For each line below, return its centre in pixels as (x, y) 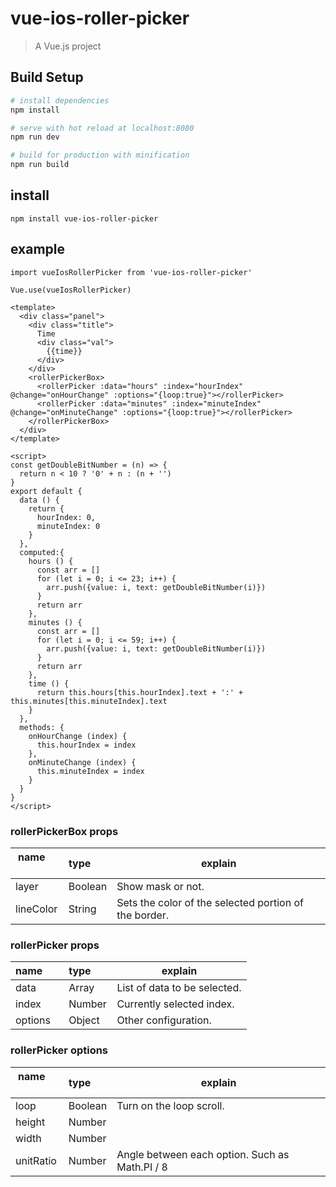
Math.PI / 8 (142, 1167)
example (38, 249)
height (30, 1122)
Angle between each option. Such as (203, 1154)
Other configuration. (164, 1020)
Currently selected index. (175, 1004)
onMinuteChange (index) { (82, 762)
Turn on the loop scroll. (170, 1105)
